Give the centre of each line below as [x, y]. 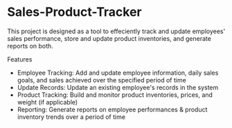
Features [20, 59]
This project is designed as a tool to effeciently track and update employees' [116, 31]
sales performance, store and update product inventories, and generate [109, 38]
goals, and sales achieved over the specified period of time [102, 80]
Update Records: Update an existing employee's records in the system [118, 87]
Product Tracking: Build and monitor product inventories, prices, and [115, 95]
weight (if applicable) [47, 102]
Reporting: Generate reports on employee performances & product [112, 109]
